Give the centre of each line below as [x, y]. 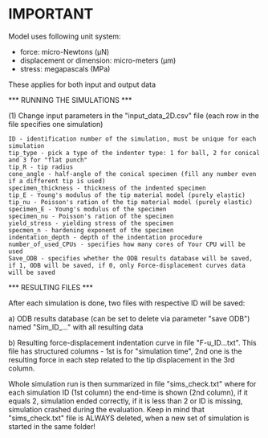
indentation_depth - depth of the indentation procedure [106, 237]
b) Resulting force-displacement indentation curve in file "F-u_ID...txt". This [132, 342]
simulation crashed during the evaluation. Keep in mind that [106, 409]
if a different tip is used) [57, 181]
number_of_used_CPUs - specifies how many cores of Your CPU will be [127, 244]
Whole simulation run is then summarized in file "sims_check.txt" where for [132, 383]
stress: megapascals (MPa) [65, 68]
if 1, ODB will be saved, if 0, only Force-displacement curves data [127, 265]
